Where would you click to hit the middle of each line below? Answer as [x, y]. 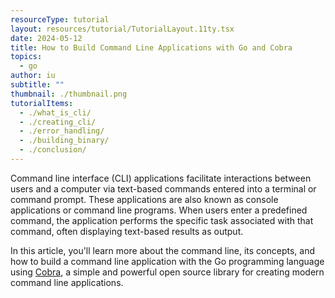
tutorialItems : [42, 103]
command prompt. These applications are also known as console [144, 199]
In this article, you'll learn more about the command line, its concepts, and [163, 250]
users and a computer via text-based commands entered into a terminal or [163, 188]
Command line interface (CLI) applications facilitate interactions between [161, 178]
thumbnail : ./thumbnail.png [69, 94]
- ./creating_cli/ [58, 122]
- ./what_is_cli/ [55, 112]
